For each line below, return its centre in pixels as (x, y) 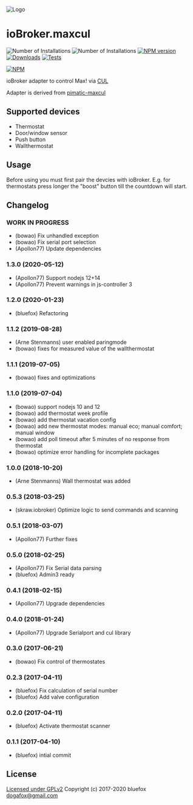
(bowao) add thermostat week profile (62, 413)
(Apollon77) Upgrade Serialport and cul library (73, 632)
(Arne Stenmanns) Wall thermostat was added (73, 481)
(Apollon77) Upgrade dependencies (60, 604)
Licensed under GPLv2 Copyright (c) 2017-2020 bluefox (76, 789)
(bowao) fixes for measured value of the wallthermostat (85, 349)
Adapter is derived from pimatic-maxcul (56, 92)
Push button (30, 139)
